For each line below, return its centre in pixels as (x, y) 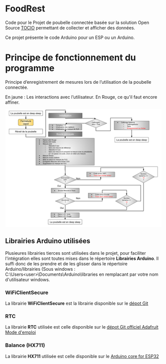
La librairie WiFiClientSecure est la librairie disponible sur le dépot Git (77, 303)
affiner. (12, 102)
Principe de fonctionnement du (71, 58)
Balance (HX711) (25, 346)
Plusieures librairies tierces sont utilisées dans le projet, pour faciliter (76, 253)
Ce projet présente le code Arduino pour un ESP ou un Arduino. (70, 37)
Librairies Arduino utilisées (48, 241)
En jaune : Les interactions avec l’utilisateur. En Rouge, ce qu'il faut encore (81, 97)
